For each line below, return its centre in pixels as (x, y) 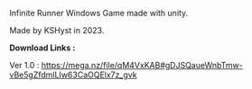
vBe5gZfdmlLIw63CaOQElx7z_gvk (73, 75)
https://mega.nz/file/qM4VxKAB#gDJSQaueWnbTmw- (142, 65)
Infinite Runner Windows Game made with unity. (99, 13)
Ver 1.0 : (24, 65)
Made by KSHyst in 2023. (57, 30)
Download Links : (42, 48)
